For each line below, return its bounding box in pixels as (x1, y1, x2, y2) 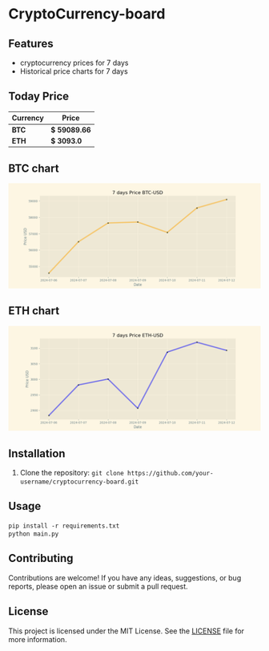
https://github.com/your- (126, 470, 214, 478)
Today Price (8, 90, 70, 103)
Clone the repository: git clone (19, 468, 124, 478)
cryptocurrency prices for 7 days (19, 58, 129, 67)
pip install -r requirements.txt (8, 522, 120, 530)
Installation (8, 447, 66, 460)
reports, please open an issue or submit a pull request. (8, 581, 188, 591)
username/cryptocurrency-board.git (19, 478, 139, 486)
